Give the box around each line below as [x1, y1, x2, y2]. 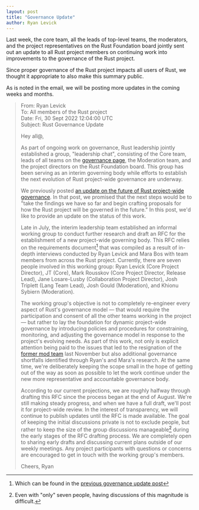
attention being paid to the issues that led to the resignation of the [20, 344, 182, 351]
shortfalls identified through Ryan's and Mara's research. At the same [20, 357, 191, 364]
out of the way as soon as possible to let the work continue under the [20, 369, 190, 376]
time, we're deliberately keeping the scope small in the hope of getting [20, 363, 193, 370]
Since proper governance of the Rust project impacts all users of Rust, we [6, 67, 187, 74]
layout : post [6, 8, 38, 15]
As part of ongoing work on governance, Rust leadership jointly [20, 144, 176, 152]
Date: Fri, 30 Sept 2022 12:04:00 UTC [20, 115, 114, 122]
